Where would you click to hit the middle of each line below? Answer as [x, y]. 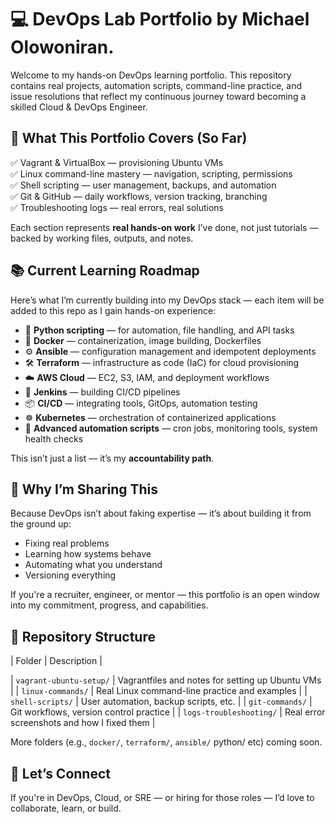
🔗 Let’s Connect [60, 773]
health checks [54, 438]
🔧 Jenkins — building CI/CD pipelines [102, 392]
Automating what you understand [93, 565]
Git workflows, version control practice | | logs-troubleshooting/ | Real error [168, 712]
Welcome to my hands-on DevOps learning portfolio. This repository [151, 75]
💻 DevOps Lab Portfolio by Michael [160, 19]
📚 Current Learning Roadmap [105, 271]
